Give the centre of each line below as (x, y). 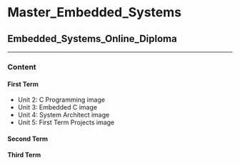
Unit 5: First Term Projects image (66, 122)
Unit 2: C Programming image (61, 100)
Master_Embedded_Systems (95, 12)
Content (22, 67)
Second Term (28, 139)
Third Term (24, 155)
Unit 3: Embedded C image (57, 107)
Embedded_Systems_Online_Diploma (92, 39)
